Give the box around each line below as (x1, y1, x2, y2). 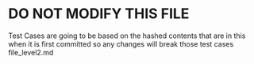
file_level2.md (8, 47, 54, 57)
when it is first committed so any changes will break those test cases (8, 39, 234, 48)
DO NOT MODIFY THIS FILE (8, 5, 190, 23)
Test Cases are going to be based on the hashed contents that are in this (8, 31, 246, 40)
